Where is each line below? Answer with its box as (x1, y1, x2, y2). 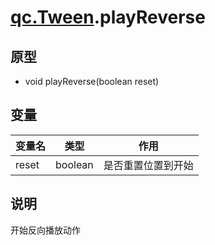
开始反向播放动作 (10, 224, 81, 236)
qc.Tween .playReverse (10, 6, 206, 29)
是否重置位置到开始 (103, 158, 194, 172)
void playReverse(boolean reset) (24, 76, 160, 87)
